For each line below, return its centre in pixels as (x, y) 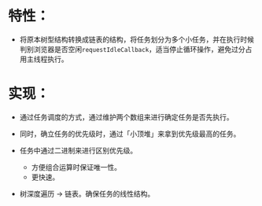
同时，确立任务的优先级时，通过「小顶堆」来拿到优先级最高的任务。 (130, 134)
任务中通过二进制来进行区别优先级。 (78, 150)
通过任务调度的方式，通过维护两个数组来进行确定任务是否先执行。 (126, 117)
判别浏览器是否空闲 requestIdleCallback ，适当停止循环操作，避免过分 (132, 49)
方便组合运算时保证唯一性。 (76, 167)
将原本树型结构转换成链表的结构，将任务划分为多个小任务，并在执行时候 (137, 39)
